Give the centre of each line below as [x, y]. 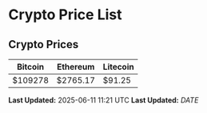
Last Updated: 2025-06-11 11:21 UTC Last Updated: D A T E [103, 100]
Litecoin [118, 67]
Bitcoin [31, 67]
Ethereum [76, 67]
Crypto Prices [44, 44]
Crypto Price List [65, 15]
